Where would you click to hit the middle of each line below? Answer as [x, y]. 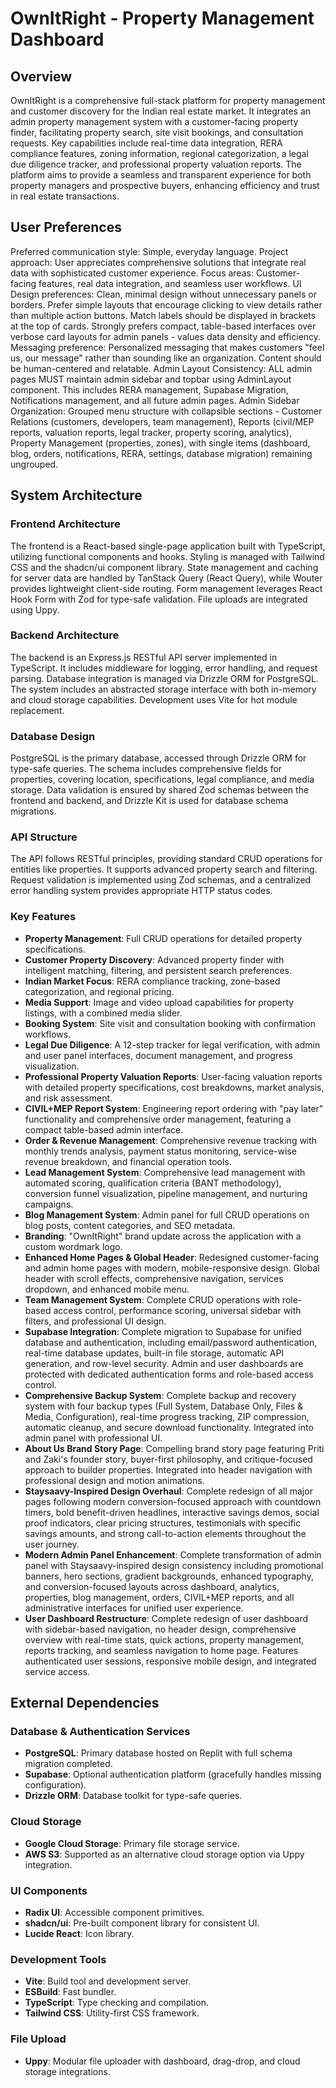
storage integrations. [67, 2071]
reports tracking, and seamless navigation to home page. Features [161, 1650]
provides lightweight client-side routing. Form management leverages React [166, 588]
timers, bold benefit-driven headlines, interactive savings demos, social [172, 1512]
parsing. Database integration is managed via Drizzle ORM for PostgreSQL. [164, 678]
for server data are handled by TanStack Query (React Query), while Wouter [166, 578]
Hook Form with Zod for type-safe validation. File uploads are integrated [159, 599]
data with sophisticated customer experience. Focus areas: [132, 273]
